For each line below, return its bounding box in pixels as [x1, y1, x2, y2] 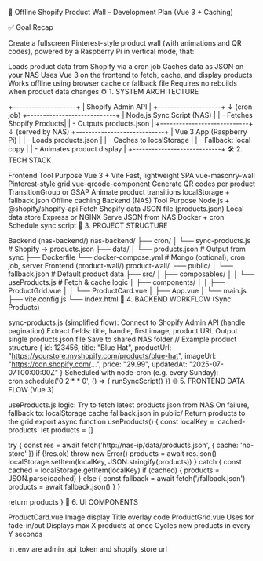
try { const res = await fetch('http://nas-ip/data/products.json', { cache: [8, 440, 239, 450]
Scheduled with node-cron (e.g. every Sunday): [64, 368, 219, 377]
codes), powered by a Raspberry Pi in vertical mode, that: [8, 47, 195, 56]
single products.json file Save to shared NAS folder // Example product [8, 334, 237, 344]
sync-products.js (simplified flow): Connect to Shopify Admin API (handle [8, 318, 246, 327]
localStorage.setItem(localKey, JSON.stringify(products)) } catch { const [8, 457, 242, 466]
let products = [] [40, 425, 93, 435]
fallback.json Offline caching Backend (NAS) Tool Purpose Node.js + [8, 196, 230, 205]
